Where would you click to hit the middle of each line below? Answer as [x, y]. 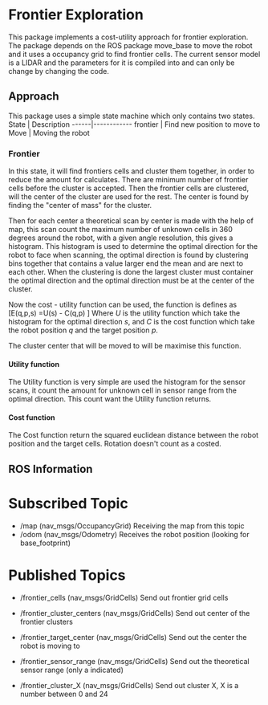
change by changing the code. [59, 71]
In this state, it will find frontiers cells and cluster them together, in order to [132, 171]
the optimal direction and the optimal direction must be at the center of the [132, 281]
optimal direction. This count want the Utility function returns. [110, 399]
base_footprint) [45, 543]
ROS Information [51, 469]
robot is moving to [50, 646]
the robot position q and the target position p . [83, 330]
